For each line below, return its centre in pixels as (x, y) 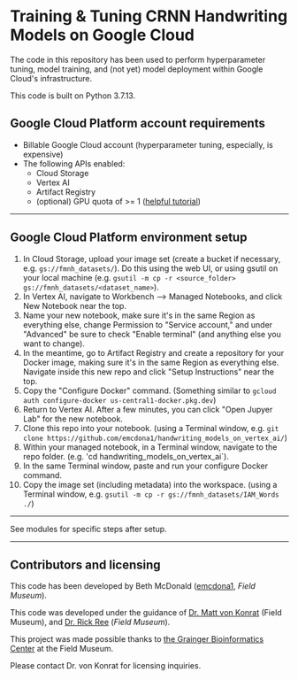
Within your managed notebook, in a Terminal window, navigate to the (150, 447)
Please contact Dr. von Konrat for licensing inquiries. (106, 666)
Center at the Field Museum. (62, 649)
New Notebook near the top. (75, 305)
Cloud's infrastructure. (51, 78)
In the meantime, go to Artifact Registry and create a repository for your (153, 352)
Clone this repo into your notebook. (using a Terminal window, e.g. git (151, 428)
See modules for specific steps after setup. (88, 529)
